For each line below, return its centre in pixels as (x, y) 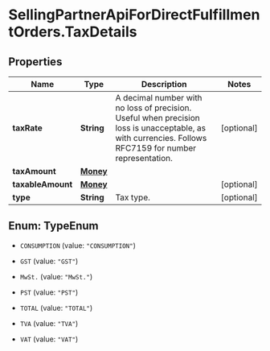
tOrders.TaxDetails (73, 32)
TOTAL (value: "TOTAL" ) (56, 308)
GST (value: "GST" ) (49, 261)
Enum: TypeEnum (53, 226)
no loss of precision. (153, 108)
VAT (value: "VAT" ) (49, 339)
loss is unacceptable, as (161, 128)
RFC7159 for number (156, 148)
